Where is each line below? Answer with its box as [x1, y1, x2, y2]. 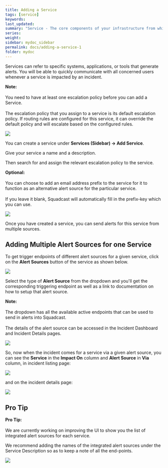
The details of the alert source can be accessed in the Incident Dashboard [5, 325, 158, 331]
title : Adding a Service [5, 7, 57, 13]
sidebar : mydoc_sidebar [5, 40, 55, 45]
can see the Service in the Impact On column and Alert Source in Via [5, 355, 149, 361]
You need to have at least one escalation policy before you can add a [5, 94, 147, 100]
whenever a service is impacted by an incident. [5, 74, 102, 80]
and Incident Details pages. [5, 330, 61, 336]
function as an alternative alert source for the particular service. [5, 185, 137, 191]
